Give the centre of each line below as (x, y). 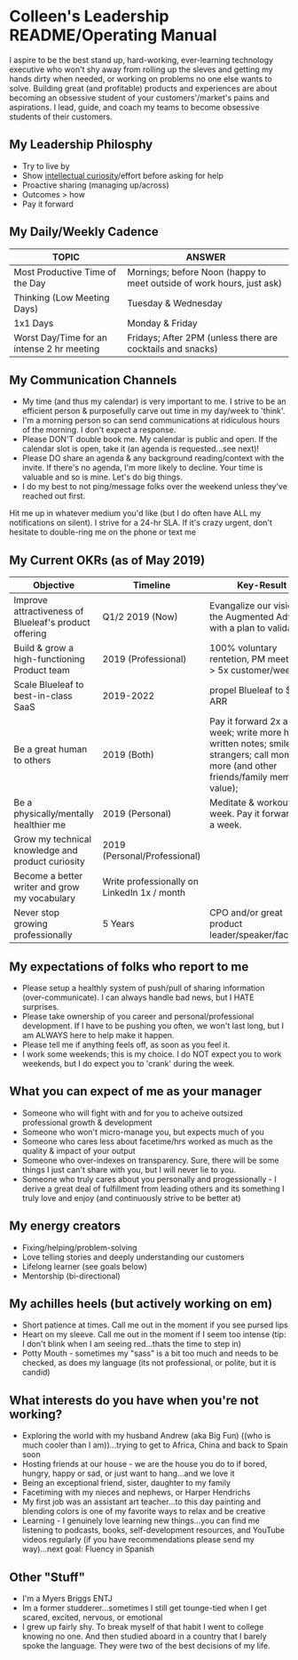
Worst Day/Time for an (61, 337)
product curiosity (50, 862)
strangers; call (239, 755)
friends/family (239, 778)
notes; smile (266, 744)
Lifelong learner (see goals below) (85, 1266)
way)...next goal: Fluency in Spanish (88, 1549)
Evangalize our (241, 606)
